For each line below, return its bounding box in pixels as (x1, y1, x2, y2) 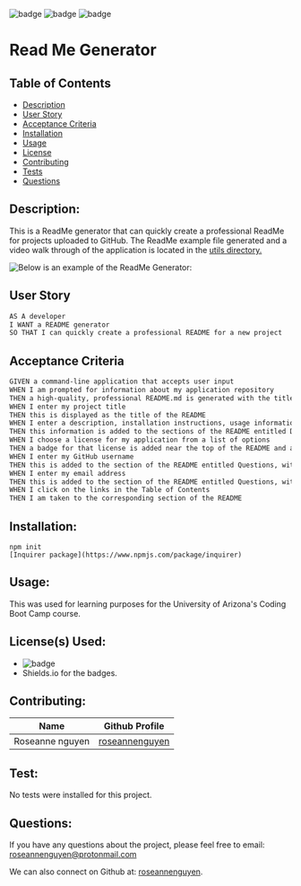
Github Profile (103, 720, 165, 732)
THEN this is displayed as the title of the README (9, 410, 206, 419)
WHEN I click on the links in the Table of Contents (9, 486, 211, 495)
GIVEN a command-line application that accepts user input (9, 377, 235, 386)
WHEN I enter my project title (9, 402, 126, 411)
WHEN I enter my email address (9, 469, 126, 478)
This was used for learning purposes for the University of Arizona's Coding (9, 598, 287, 610)
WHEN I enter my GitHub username (9, 452, 134, 461)
